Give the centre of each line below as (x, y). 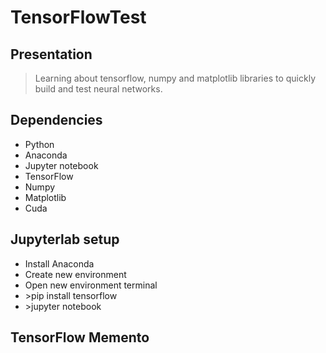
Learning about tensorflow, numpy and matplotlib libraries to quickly (175, 78)
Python (39, 144)
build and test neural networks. (98, 89)
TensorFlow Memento (80, 337)
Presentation (51, 54)
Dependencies (56, 120)
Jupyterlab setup (65, 239)
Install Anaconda (59, 263)
